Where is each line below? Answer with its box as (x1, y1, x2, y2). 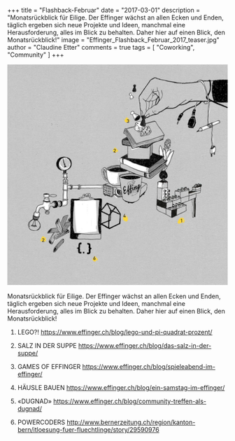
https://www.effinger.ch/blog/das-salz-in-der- (78, 342, 212, 349)
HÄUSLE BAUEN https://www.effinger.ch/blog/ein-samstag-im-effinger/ (17, 384, 225, 391)
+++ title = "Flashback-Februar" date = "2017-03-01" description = (7, 6, 201, 14)
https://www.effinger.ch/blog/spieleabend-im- (82, 363, 215, 370)
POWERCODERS (17, 418, 66, 426)
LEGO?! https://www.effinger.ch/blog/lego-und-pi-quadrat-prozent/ (17, 328, 213, 336)
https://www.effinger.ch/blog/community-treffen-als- (53, 397, 206, 405)
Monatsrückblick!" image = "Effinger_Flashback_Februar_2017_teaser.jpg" (7, 36, 220, 44)
